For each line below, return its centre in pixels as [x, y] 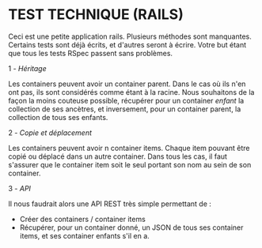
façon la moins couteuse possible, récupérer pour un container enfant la [126, 100]
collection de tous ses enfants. [58, 117]
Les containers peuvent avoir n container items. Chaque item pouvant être [129, 148]
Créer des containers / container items [83, 219]
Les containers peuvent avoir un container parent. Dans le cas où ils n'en [127, 84]
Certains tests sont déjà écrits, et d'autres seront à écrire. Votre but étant [127, 44]
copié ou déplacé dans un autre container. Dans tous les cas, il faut [118, 156]
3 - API [20, 188]
